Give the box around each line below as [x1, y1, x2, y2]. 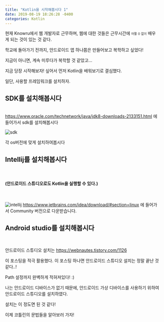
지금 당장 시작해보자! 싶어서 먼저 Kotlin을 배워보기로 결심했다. [5, 68, 122, 74]
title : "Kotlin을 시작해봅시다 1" [5, 7, 69, 12]
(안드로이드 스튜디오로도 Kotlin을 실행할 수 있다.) [5, 180, 98, 186]
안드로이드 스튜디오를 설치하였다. [5, 291, 69, 297]
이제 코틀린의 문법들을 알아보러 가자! [5, 312, 74, 318]
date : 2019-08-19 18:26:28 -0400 [5, 12, 73, 17]
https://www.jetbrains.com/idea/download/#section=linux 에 [23, 202, 144, 208]
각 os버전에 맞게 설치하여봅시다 [5, 140, 65, 146]
